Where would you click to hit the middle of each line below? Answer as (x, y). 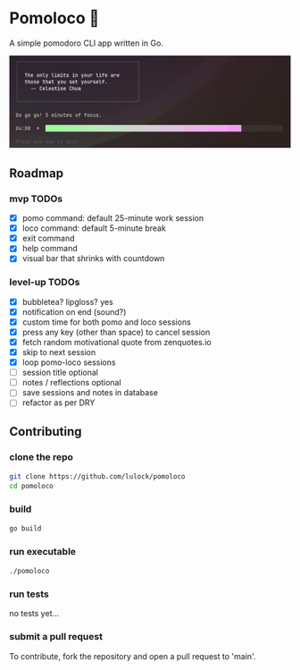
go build (25, 529)
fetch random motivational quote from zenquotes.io (117, 342)
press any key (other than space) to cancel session (116, 332)
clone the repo (42, 457)
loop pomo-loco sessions (69, 362)
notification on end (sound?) (74, 311)
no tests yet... (34, 614)
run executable (43, 551)
